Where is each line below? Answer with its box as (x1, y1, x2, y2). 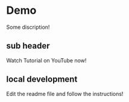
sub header (6, 41, 50, 51)
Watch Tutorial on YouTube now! (6, 56, 87, 64)
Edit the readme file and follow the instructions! (6, 90, 124, 97)
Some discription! (6, 23, 50, 31)
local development (6, 74, 78, 85)
